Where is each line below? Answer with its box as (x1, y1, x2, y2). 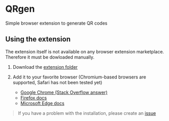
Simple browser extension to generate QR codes (5, 20, 108, 26)
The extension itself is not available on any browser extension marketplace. (5, 48, 164, 54)
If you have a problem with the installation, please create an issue (17, 110, 156, 116)
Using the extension (5, 35, 71, 44)
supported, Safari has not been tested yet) (12, 79, 102, 85)
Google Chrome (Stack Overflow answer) (20, 89, 108, 95)
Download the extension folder (12, 64, 78, 70)
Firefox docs (20, 94, 47, 100)
